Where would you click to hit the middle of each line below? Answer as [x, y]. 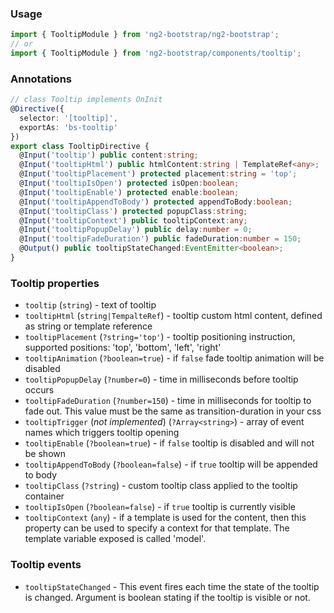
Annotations [41, 79]
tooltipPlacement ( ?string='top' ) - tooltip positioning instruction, [160, 337]
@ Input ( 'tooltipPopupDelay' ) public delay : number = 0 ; [136, 230]
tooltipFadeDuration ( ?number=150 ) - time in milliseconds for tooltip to [168, 401]
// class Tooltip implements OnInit [86, 100]
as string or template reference [88, 326]
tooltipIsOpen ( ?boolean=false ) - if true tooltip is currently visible [160, 507]
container [44, 496]
